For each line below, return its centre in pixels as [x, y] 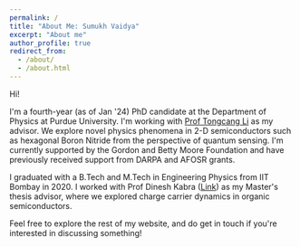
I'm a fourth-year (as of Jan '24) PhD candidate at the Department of [138, 111]
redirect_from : [38, 52]
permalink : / [34, 18]
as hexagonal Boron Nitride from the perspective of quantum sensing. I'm [146, 140]
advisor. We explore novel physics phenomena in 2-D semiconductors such [150, 130]
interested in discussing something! [76, 233]
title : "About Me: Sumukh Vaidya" [75, 26]
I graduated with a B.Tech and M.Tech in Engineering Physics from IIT [139, 176]
